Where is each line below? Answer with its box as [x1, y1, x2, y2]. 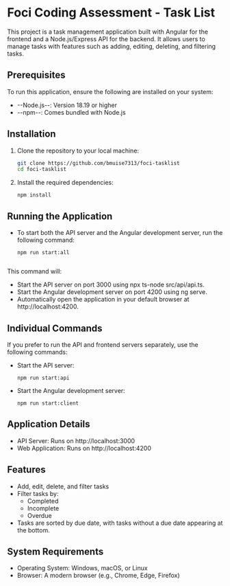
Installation [7, 128, 56, 140]
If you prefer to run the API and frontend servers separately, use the [7, 340, 199, 348]
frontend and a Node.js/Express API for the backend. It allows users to [7, 34, 205, 43]
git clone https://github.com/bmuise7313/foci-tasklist [16, 159, 180, 166]
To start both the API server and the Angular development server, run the [16, 229, 223, 237]
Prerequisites [7, 69, 66, 81]
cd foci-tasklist [16, 166, 67, 173]
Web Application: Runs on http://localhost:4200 [16, 444, 152, 452]
